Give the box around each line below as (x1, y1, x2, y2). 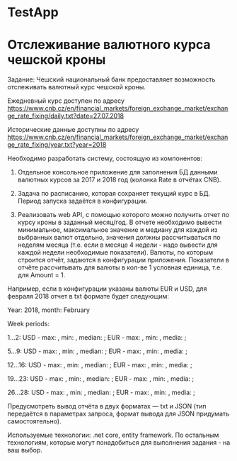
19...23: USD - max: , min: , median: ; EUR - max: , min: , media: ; (7, 374, 195, 383)
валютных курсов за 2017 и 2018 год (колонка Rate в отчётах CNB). (17, 175, 221, 184)
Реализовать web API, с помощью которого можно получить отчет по (17, 211, 230, 219)
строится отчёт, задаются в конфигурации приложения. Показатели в (17, 256, 230, 265)
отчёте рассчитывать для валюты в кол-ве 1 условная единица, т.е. (17, 263, 223, 272)
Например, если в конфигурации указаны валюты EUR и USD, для (7, 284, 207, 293)
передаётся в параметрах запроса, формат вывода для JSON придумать (7, 409, 230, 418)
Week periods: (7, 320, 50, 328)
